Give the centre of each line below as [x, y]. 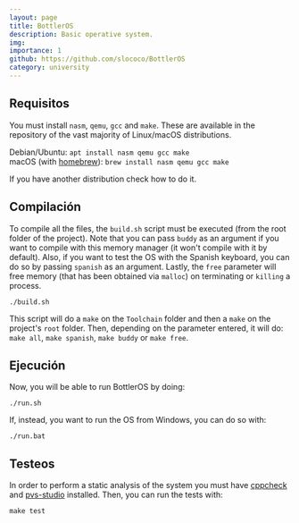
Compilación [46, 207]
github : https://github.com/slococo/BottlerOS [97, 59]
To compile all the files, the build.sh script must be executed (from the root [148, 228]
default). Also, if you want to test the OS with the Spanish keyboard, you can [149, 257]
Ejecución [37, 365]
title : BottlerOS [42, 26]
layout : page [33, 17]
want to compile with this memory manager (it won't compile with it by [138, 248]
